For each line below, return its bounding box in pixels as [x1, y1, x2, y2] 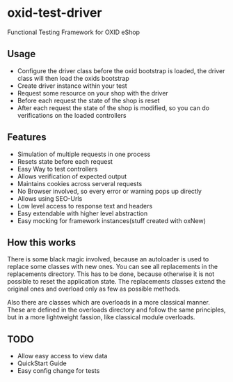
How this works [7, 236, 77, 248]
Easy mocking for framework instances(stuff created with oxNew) [17, 216, 207, 224]
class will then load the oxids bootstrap [17, 74, 130, 82]
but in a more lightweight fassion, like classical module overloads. [7, 313, 195, 321]
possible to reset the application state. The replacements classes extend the [7, 277, 226, 286]
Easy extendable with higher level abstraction [17, 209, 148, 217]
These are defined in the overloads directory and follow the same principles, [7, 305, 226, 314]
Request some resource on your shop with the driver [17, 89, 168, 97]
